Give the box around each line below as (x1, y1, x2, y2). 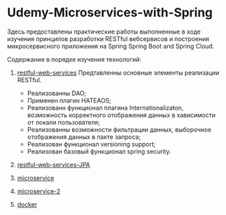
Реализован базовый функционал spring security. (27, 147, 171, 155)
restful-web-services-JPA (16, 160, 90, 168)
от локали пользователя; (27, 118, 101, 126)
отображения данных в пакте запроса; (27, 132, 141, 141)
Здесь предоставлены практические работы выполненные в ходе (7, 27, 201, 36)
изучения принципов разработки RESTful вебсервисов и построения (7, 34, 210, 42)
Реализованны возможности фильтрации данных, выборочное (27, 125, 212, 134)
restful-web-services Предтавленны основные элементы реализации (16, 68, 220, 77)
